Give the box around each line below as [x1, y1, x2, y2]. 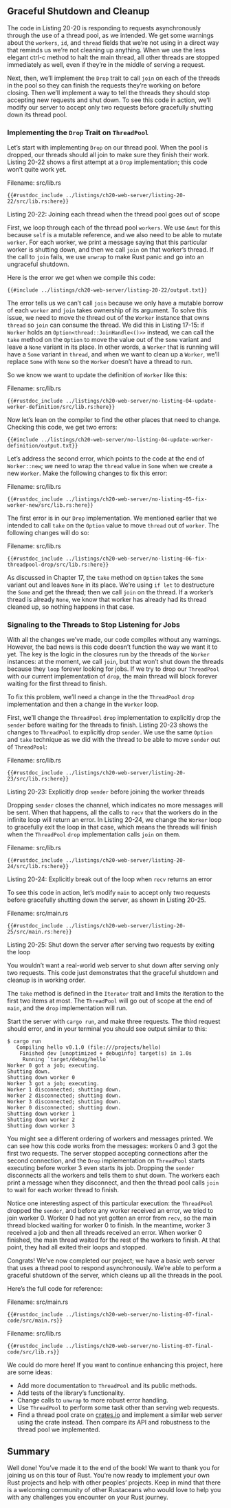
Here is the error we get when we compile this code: [7, 274, 156, 282]
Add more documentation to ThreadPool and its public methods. [16, 1382, 197, 1390]
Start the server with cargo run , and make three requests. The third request [7, 1017, 221, 1026]
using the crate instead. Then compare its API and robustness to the [16, 1418, 210, 1427]
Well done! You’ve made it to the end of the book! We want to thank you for [7, 1464, 220, 1472]
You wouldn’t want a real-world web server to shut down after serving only [7, 961, 219, 969]
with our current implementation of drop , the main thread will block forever [7, 672, 218, 681]
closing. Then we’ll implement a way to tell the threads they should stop [7, 88, 210, 97]
